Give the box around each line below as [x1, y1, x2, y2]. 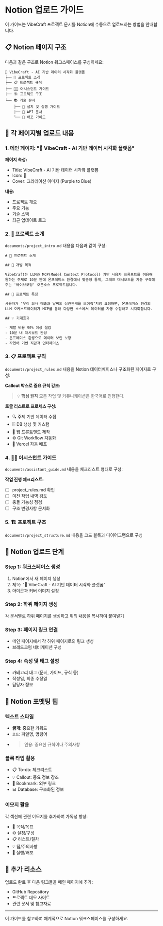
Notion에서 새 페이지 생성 [12, 576, 61, 581]
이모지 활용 [5, 802, 30, 808]
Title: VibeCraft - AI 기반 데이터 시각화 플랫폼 [12, 167, 98, 173]
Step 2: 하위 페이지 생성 [5, 601, 58, 608]
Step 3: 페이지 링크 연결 [5, 626, 58, 633]
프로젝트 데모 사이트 [12, 894, 50, 900]
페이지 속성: [5, 157, 28, 163]
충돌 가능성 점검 [12, 499, 42, 505]
